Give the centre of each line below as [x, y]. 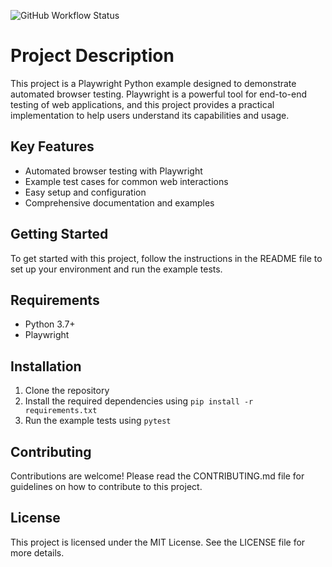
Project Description [92, 56]
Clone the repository [67, 391]
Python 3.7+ [50, 324]
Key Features [52, 146]
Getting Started [59, 234]
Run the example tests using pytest [98, 421]
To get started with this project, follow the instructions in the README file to [166, 258]
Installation [46, 366]
